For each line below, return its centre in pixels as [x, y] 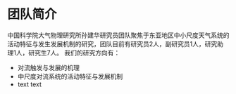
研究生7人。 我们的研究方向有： [74, 53]
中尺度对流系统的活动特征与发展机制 [70, 76]
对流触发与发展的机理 [48, 67]
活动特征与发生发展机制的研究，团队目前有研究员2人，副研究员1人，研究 [112, 43]
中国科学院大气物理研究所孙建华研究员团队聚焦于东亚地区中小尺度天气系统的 [118, 35]
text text [30, 84]
